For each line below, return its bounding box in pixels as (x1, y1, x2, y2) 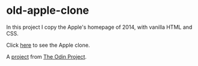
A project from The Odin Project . (6, 53, 87, 60)
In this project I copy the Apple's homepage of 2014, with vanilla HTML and (6, 23, 193, 31)
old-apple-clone (6, 4, 89, 17)
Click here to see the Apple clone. (6, 41, 90, 49)
